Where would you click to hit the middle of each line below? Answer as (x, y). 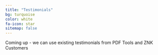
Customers (17, 48)
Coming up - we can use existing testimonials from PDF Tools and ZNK (79, 42)
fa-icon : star (20, 24)
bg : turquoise (20, 14)
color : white (19, 19)
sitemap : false (21, 28)
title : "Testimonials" (29, 10)
